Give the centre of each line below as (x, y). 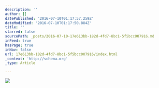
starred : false (20, 32)
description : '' (21, 9)
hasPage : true (19, 45)
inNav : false (18, 50)
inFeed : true (18, 41)
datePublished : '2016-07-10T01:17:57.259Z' (50, 18)
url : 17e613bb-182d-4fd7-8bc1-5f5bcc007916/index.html (61, 54)
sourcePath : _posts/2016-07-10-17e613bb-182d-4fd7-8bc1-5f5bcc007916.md (80, 37)
